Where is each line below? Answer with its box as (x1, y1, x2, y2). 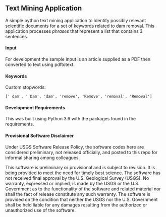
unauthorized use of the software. (5, 207, 76, 213)
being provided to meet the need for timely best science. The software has (5, 170, 160, 176)
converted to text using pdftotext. (5, 61, 75, 67)
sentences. (5, 33, 29, 39)
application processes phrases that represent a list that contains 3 (5, 28, 143, 34)
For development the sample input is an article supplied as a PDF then (5, 56, 151, 62)
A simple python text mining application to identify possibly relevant (5, 17, 146, 23)
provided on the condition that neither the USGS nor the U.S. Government (5, 196, 158, 202)
